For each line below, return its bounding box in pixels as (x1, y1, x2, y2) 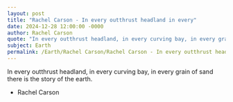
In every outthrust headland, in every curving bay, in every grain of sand (7, 67, 214, 76)
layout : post (7, 10, 45, 17)
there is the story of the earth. (7, 74, 93, 83)
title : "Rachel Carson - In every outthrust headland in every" (7, 17, 197, 23)
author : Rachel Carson (7, 29, 73, 37)
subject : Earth (7, 42, 51, 49)
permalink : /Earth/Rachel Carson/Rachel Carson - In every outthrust (7, 49, 213, 56)
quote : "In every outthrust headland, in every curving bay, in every (7, 36, 216, 43)
